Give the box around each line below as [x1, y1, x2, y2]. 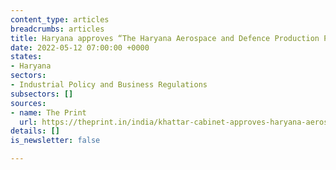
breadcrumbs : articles [10, 24, 105, 34]
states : [10, 52, 43, 62]
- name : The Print [10, 107, 87, 118]
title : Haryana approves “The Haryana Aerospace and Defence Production [10, 33, 320, 43]
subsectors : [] [10, 89, 74, 99]
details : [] [10, 126, 60, 136]
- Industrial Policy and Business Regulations [10, 80, 208, 90]
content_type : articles [10, 14, 110, 25]
